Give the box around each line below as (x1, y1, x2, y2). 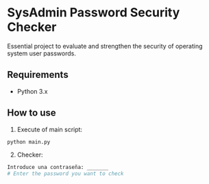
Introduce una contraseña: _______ (7, 164, 109, 171)
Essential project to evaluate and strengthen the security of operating (7, 42, 204, 50)
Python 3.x (16, 87, 48, 95)
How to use (7, 107, 56, 119)
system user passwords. (7, 49, 77, 57)
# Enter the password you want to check (7, 170, 125, 177)
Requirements (7, 69, 69, 81)
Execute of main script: (16, 125, 83, 133)
